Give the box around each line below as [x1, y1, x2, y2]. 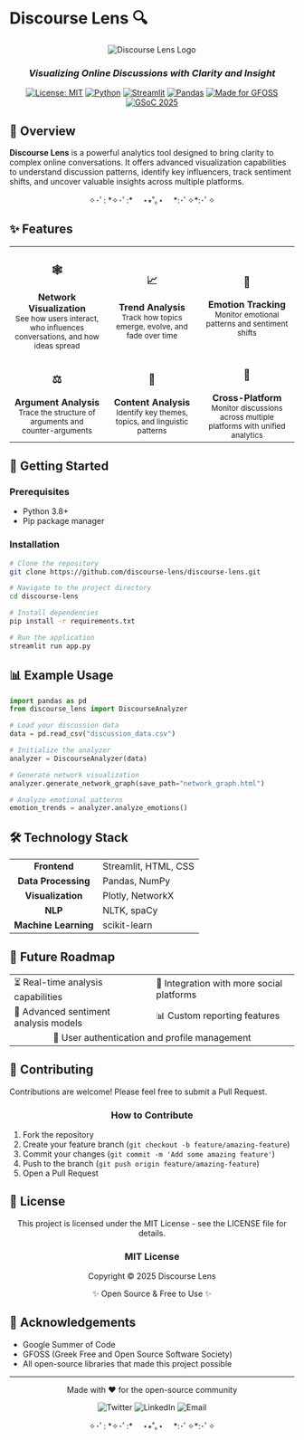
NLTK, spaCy [102, 904, 158, 917]
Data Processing [17, 875, 90, 888]
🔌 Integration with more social [156, 977, 283, 990]
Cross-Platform [212, 391, 282, 404]
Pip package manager [22, 516, 105, 527]
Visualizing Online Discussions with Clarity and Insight [28, 66, 276, 79]
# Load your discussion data [9, 721, 119, 730]
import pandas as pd [9, 696, 88, 705]
